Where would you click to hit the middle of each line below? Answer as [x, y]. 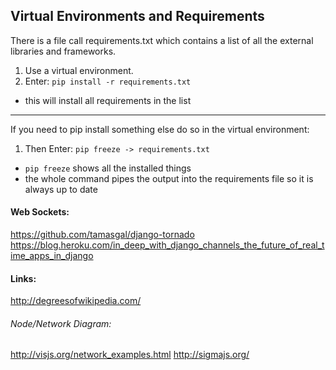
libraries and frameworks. [63, 51]
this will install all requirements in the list [108, 100]
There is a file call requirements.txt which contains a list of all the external [162, 40]
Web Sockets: [40, 212]
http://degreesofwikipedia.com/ [76, 301]
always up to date [61, 189]
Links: [23, 278]
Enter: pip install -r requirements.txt [108, 81]
